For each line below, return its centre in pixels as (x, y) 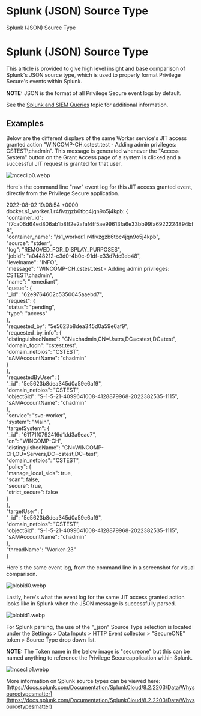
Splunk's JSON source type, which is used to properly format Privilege (94, 75)
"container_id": (25, 217)
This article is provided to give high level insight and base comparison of (96, 68)
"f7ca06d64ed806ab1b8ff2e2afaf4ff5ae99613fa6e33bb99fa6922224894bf (100, 224)
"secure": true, (25, 485)
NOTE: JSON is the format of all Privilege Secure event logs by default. (94, 93)
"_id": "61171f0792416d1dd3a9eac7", (51, 434)
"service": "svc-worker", (37, 415)
